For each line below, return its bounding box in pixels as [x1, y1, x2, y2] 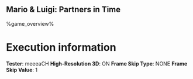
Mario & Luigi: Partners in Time [6, 5, 121, 15]
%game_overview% [6, 20, 54, 27]
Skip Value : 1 [6, 66, 38, 73]
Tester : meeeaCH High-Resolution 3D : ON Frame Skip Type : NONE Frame [6, 60, 188, 67]
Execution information [6, 41, 116, 54]
